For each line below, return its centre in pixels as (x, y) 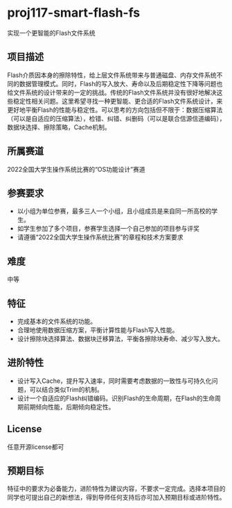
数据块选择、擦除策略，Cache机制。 (59, 127)
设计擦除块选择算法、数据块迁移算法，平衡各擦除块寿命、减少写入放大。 (120, 339)
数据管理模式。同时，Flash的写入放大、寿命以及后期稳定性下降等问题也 (121, 83)
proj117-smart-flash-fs (74, 13)
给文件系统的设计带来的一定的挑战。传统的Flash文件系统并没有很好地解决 (112, 92)
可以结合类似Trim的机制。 (66, 389)
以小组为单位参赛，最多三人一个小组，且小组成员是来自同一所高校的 (114, 211)
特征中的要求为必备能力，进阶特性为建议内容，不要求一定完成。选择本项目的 (116, 489)
